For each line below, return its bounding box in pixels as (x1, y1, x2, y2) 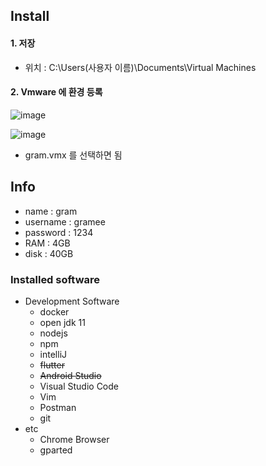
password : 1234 (24, 226, 94, 238)
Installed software (10, 272, 101, 286)
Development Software (24, 295, 120, 307)
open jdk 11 (39, 316, 86, 328)
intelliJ (39, 348, 68, 360)
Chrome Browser (39, 433, 110, 445)
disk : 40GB (24, 247, 74, 259)
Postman (39, 401, 77, 413)
